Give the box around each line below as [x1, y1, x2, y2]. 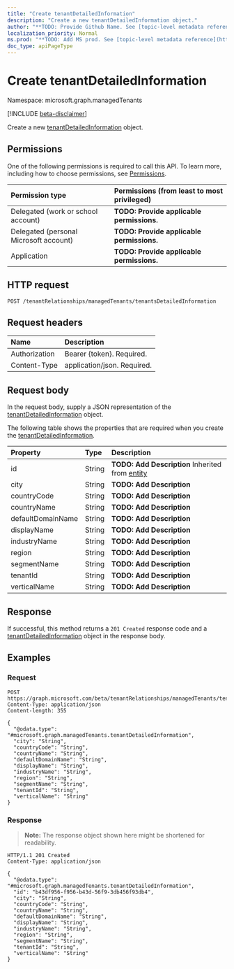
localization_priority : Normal [7, 29, 98, 37]
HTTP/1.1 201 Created [7, 852, 70, 859]
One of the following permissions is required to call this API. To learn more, [7, 161, 222, 170]
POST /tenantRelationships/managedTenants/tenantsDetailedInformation [7, 298, 217, 305]
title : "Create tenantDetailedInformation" [7, 10, 136, 17]
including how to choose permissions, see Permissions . [7, 169, 167, 178]
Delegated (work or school [10, 206, 98, 216]
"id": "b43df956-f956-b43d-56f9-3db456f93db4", [13, 889, 155, 896]
